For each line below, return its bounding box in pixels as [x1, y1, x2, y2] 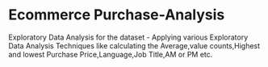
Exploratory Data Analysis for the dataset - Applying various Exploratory [8, 32, 249, 42]
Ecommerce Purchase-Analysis [8, 6, 225, 24]
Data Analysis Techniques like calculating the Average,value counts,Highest [8, 40, 261, 50]
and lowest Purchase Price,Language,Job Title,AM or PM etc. [8, 49, 213, 59]
